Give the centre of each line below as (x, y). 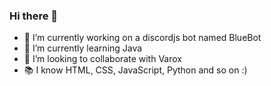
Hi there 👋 (34, 16)
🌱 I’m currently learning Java (83, 48)
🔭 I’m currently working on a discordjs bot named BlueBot (142, 38)
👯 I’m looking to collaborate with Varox (102, 59)
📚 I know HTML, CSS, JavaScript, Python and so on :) (135, 70)
